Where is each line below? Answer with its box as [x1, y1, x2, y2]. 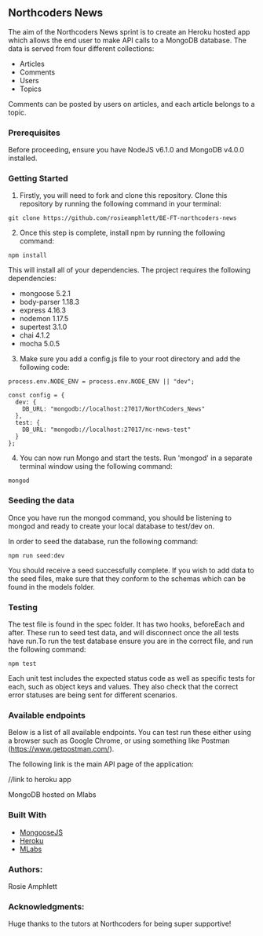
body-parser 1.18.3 [19, 298, 80, 307]
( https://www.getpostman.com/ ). [8, 744, 115, 754]
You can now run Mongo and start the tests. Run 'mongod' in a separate [19, 453, 253, 463]
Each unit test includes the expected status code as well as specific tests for [8, 674, 255, 682]
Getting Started [8, 173, 68, 184]
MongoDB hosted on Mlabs [8, 790, 97, 799]
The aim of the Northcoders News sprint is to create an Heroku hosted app [8, 27, 250, 36]
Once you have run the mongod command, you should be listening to [8, 513, 232, 522]
